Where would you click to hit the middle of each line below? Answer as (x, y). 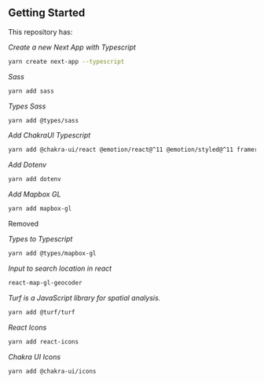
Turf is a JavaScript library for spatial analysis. (84, 297)
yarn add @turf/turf (42, 312)
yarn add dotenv (35, 179)
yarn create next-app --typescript (66, 61)
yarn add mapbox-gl (40, 209)
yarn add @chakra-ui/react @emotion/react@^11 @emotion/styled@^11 (121, 150)
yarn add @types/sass (44, 120)
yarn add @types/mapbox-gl (52, 254)
